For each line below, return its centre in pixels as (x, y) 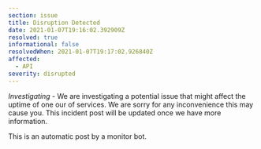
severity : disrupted (42, 74)
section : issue (33, 15)
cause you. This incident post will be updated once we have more (115, 113)
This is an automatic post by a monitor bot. (78, 136)
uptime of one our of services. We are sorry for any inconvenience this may (131, 104)
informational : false (44, 45)
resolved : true (33, 37)
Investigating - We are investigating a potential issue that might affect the (127, 96)
